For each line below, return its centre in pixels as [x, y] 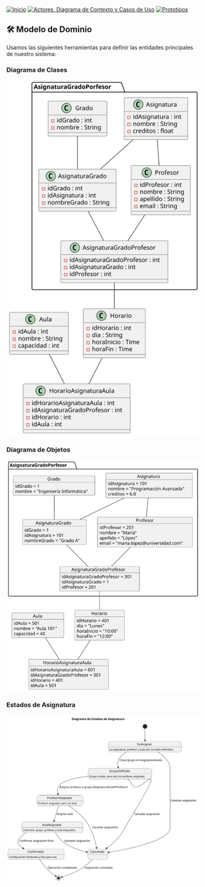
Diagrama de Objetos [38, 450]
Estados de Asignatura [41, 705]
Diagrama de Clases [37, 69]
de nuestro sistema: [31, 54]
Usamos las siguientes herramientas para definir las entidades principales [100, 47]
